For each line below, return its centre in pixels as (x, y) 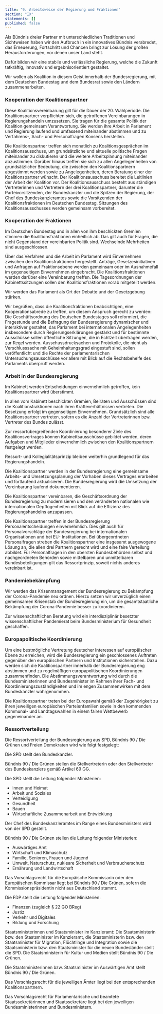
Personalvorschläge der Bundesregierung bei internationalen (66, 532)
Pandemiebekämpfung (33, 580)
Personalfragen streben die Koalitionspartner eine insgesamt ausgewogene (81, 542)
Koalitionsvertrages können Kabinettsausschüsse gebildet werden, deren (78, 437)
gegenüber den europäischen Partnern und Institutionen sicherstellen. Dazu (81, 660)
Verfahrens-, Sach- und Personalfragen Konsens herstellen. (65, 136)
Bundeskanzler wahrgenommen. (38, 691)
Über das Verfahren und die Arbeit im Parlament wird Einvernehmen (73, 256)
